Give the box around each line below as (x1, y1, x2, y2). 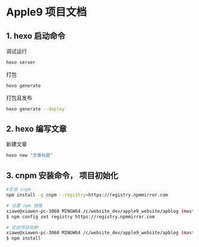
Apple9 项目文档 (6, 5, 87, 19)
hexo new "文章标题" (6, 152, 53, 159)
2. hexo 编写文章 (6, 124, 67, 134)
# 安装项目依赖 (6, 224, 38, 230)
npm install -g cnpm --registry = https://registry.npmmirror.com (6, 192, 168, 198)
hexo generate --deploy (6, 106, 65, 112)
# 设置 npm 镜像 (6, 203, 43, 208)
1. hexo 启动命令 (6, 31, 66, 41)
